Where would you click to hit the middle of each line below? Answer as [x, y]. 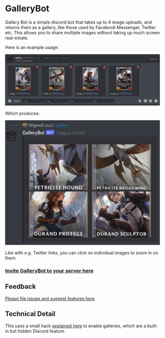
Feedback [21, 287]
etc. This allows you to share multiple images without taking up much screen [82, 32]
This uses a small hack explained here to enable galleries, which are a [76, 326]
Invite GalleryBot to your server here [49, 271]
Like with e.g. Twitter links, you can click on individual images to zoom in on [82, 253]
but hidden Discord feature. [37, 331]
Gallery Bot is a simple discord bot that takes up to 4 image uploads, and [79, 22]
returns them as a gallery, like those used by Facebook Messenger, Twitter [81, 27]
